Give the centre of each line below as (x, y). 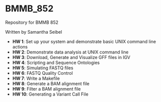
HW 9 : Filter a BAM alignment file (47, 89)
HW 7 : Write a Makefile (36, 78)
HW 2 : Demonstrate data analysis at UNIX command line (70, 52)
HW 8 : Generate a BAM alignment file (51, 83)
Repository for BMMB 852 (32, 22)
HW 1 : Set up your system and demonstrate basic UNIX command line (84, 41)
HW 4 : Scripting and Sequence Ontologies (56, 62)
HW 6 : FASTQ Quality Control (43, 73)
